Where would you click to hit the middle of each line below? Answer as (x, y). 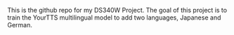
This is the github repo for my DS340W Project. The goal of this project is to (117, 10)
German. (20, 25)
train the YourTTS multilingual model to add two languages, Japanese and (114, 17)
